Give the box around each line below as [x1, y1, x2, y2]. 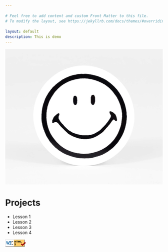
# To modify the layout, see [5, 18, 66, 23]
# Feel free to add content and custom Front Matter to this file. [5, 13, 149, 18]
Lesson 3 [12, 225, 31, 231]
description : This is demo [5, 34, 61, 39]
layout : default [5, 29, 39, 34]
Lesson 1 [12, 214, 31, 220]
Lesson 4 [12, 230, 32, 236]
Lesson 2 [12, 219, 31, 225]
